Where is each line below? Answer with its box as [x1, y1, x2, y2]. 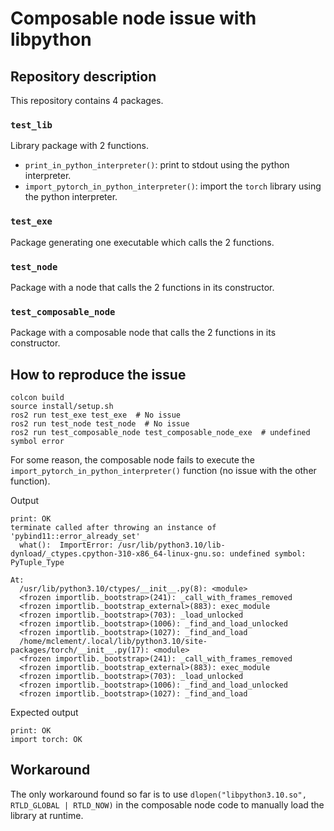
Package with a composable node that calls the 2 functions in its [10, 327, 277, 339]
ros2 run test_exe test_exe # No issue [10, 410, 182, 420]
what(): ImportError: [19, 540, 114, 550]
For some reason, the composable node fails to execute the [10, 454, 255, 466]
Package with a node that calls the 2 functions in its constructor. [10, 281, 275, 293]
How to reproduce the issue [10, 366, 187, 383]
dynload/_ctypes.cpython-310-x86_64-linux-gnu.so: [10, 549, 226, 559]
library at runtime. [10, 809, 84, 821]
